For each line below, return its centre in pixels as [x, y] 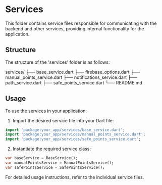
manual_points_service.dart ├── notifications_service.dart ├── [71, 77]
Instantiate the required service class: [51, 149]
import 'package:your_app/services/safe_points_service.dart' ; [73, 139]
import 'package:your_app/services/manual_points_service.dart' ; [75, 134]
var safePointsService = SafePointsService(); [55, 167]
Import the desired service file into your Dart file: [63, 120]
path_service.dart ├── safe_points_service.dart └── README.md [74, 82]
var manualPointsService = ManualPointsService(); [60, 163]
